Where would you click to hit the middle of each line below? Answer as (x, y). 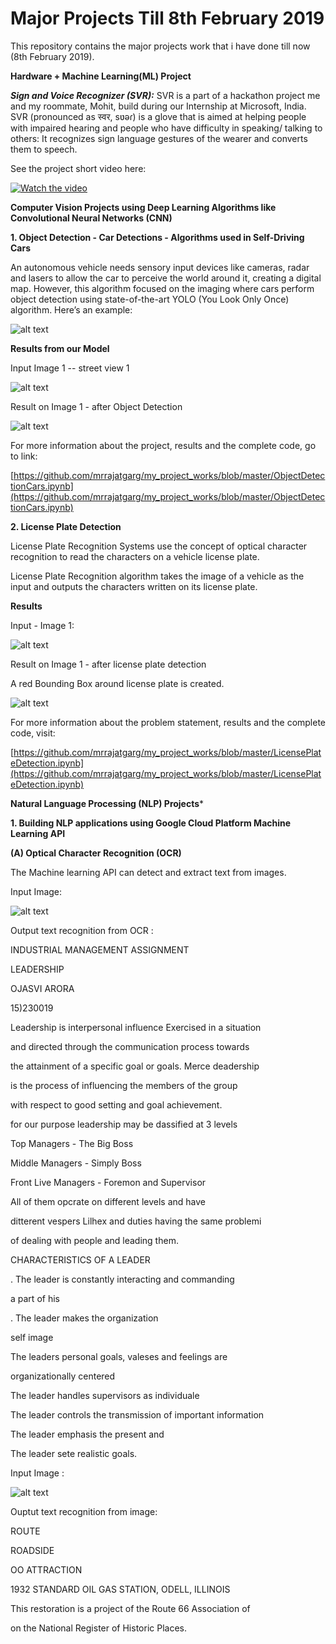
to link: (24, 456)
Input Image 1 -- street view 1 (70, 368)
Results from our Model (60, 348)
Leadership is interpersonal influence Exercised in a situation (136, 1027)
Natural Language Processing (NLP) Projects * (107, 803)
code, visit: (33, 733)
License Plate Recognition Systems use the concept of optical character (159, 546)
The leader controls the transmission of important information (137, 1414)
